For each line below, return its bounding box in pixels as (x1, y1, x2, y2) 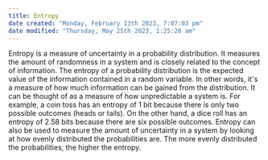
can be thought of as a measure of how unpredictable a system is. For (8, 92, 241, 101)
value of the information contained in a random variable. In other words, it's (8, 74, 258, 84)
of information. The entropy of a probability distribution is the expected (8, 66, 244, 76)
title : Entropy (8, 11, 60, 20)
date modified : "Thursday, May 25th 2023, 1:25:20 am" (8, 27, 196, 35)
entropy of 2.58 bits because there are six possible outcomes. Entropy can (8, 117, 256, 127)
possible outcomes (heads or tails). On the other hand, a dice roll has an (8, 109, 248, 118)
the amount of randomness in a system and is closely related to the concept (8, 57, 260, 67)
